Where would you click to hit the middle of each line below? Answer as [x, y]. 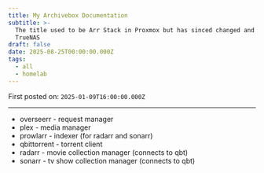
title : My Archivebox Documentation [68, 15]
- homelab [31, 74]
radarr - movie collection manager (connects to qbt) [104, 152]
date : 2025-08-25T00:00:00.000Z [61, 52]
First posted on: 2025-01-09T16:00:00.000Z [77, 96]
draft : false [29, 45]
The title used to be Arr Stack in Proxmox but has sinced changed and [135, 30]
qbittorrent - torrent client [61, 144]
